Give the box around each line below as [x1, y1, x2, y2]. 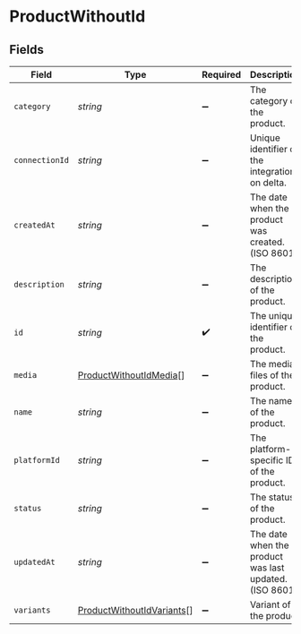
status [13, 503, 42, 513]
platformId [13, 455, 60, 465]
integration [249, 166, 296, 177]
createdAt [13, 220, 56, 230]
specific [249, 454, 284, 467]
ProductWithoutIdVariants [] [77, 604, 193, 616]
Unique [249, 132, 280, 144]
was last [249, 561, 285, 574]
